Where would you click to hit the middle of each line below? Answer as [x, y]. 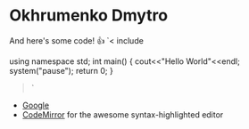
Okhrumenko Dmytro [88, 16]
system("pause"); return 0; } [61, 70]
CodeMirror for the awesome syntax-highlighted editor [123, 114]
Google [36, 105]
